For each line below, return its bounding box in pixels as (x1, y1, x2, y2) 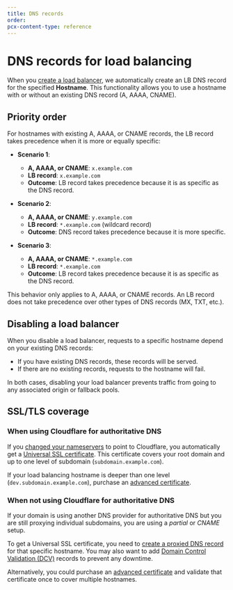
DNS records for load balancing (7, 53, 193, 69)
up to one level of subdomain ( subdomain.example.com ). (7, 457, 164, 465)
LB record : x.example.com (27, 171, 101, 180)
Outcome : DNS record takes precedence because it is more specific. (27, 228, 226, 237)
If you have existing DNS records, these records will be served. (17, 357, 198, 365)
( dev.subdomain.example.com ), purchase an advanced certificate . (7, 478, 191, 486)
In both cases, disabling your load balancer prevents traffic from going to (7, 378, 217, 386)
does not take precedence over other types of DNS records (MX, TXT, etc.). (7, 298, 225, 306)
